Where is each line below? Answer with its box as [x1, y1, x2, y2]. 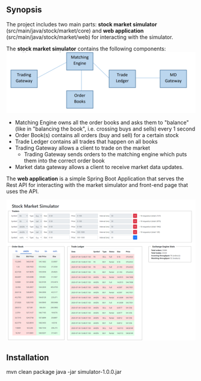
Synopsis [6, 5, 42, 15]
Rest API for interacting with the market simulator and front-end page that [6, 182, 188, 189]
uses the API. [6, 188, 39, 195]
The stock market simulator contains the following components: [6, 45, 166, 52]
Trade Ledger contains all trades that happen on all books [14, 138, 158, 146]
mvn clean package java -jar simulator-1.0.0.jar [6, 368, 122, 376]
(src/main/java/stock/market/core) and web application [6, 27, 144, 34]
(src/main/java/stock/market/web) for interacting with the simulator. [6, 33, 173, 41]
